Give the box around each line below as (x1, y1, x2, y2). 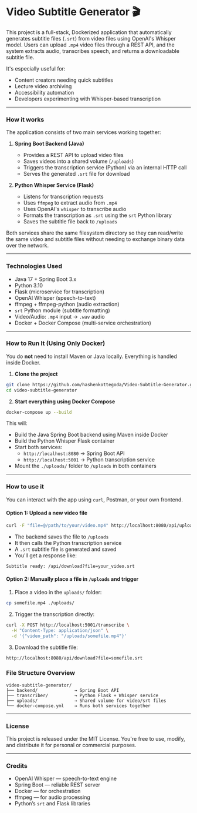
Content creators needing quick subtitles (14, 76, 113, 83)
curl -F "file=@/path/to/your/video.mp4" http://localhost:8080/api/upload (6, 522, 195, 528)
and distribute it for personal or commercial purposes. (6, 742, 137, 748)
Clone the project (14, 370, 58, 377)
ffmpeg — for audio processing (14, 794, 91, 801)
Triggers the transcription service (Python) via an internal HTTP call (23, 164, 187, 171)
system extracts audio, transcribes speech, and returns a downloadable (6, 47, 180, 54)
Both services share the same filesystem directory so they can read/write (6, 229, 184, 236)
